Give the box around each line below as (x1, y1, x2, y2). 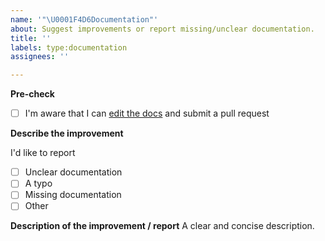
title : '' (10, 33, 52, 43)
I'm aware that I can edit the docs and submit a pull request (24, 107, 270, 120)
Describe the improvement (10, 127, 124, 140)
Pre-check (10, 88, 55, 100)
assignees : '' (10, 52, 70, 62)
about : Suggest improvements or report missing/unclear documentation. (10, 24, 315, 34)
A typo (24, 177, 53, 190)
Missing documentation (24, 189, 122, 201)
